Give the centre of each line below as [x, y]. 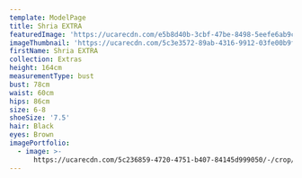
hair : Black [31, 127]
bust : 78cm [30, 85]
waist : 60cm [31, 93]
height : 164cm [36, 68]
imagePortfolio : [40, 143]
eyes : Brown [31, 135]
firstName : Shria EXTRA [54, 51]
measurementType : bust [52, 76]
